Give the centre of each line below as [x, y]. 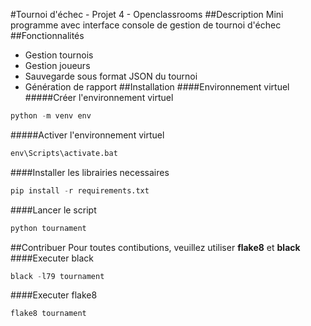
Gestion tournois [59, 55]
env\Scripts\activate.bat [64, 153]
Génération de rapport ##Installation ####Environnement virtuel [157, 87]
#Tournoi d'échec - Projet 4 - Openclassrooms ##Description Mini [147, 14]
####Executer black [52, 258]
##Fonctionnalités [47, 35]
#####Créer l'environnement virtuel [99, 97]
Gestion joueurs [57, 65]
